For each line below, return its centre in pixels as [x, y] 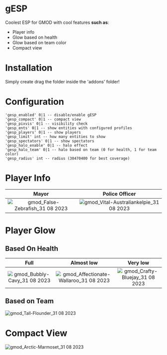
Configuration [35, 102]
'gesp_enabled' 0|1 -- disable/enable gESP [51, 115]
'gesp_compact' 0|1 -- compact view [43, 119]
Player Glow [30, 230]
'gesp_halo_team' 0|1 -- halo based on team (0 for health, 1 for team [81, 149]
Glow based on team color [39, 42]
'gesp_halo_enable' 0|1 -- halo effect [46, 145]
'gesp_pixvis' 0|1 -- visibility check [46, 124]
